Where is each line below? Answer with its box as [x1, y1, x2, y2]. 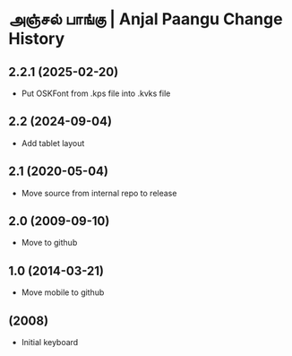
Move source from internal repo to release [21, 187, 177, 198]
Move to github [21, 238, 78, 248]
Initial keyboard [21, 337, 79, 348]
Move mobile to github [21, 287, 105, 298]
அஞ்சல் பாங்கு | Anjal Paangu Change [8, 9, 283, 30]
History [8, 29, 65, 49]
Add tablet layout [21, 137, 85, 148]
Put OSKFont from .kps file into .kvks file [21, 88, 171, 99]
